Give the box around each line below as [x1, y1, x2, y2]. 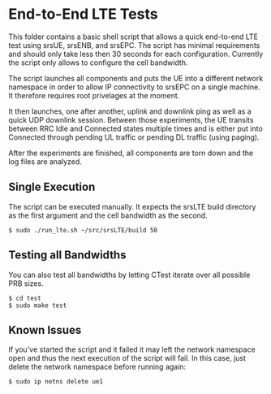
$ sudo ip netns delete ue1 [8, 378, 104, 386]
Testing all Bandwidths [8, 249, 127, 262]
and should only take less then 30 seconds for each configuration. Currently [8, 49, 264, 58]
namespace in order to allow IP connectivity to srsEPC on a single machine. [8, 82, 261, 92]
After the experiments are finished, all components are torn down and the [8, 148, 254, 158]
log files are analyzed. [8, 156, 83, 167]
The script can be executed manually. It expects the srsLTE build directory [8, 201, 256, 211]
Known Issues [8, 323, 82, 337]
